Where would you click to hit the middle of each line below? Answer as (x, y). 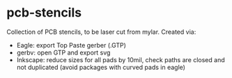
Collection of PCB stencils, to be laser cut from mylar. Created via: (101, 32)
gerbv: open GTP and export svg (63, 52)
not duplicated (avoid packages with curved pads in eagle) (101, 67)
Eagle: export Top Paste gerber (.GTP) (71, 45)
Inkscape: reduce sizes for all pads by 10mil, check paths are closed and (121, 59)
